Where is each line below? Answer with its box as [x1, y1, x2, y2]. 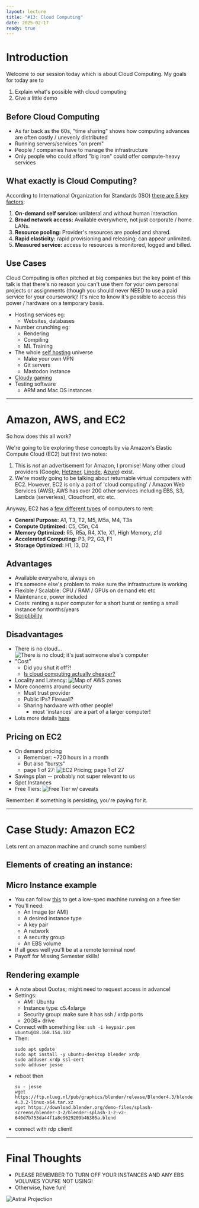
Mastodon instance [23, 367, 71, 374]
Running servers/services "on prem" [14, 140, 104, 147]
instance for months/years [14, 606, 79, 613]
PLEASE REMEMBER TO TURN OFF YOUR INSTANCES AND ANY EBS [14, 1171, 184, 1178]
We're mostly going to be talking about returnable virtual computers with [14, 474, 192, 481]
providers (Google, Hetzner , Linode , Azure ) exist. [14, 468, 134, 475]
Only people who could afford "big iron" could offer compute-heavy [14, 152, 181, 160]
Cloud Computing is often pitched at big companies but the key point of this [6, 274, 191, 281]
